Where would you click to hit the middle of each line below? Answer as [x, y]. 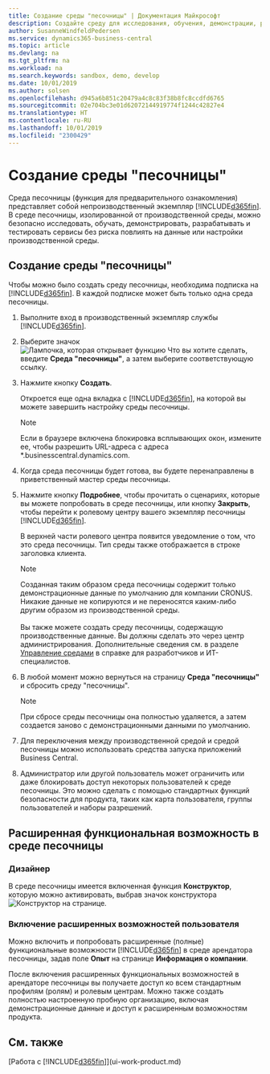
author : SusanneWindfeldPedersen [64, 31]
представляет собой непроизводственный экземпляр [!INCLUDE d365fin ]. [135, 206]
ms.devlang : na [34, 53]
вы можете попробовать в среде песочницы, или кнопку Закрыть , [135, 504]
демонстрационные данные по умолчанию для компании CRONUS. [136, 593]
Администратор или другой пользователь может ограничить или [132, 774]
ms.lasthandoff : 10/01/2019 [55, 128]
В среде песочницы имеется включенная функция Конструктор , [120, 887]
